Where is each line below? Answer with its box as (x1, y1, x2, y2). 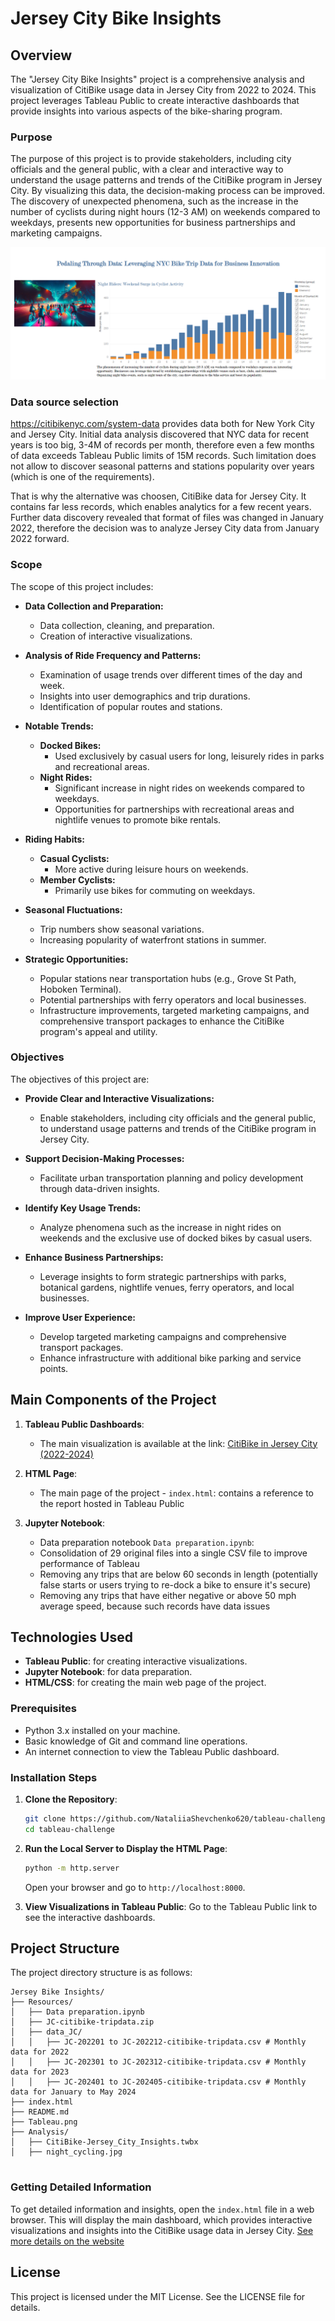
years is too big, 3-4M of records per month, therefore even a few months (10, 439, 315, 451)
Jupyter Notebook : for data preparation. (24, 1666, 193, 1678)
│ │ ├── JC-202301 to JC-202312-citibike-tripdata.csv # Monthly (10, 2057, 307, 2067)
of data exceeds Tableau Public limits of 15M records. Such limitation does (10, 450, 317, 462)
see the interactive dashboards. (24, 1911, 156, 1923)
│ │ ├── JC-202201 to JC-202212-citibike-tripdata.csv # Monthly (10, 2037, 307, 2047)
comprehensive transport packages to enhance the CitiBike (39, 1015, 285, 1027)
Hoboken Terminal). (39, 983, 122, 995)
